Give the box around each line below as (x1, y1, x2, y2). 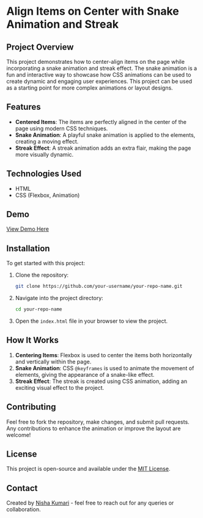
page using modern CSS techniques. (15, 125, 108, 132)
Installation (6, 243, 50, 253)
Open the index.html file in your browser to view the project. (15, 317, 168, 325)
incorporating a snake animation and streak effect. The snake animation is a (6, 64, 197, 72)
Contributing (6, 402, 56, 412)
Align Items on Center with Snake (6, 4, 179, 18)
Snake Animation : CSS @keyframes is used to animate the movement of (15, 364, 194, 372)
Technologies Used (6, 169, 81, 179)
